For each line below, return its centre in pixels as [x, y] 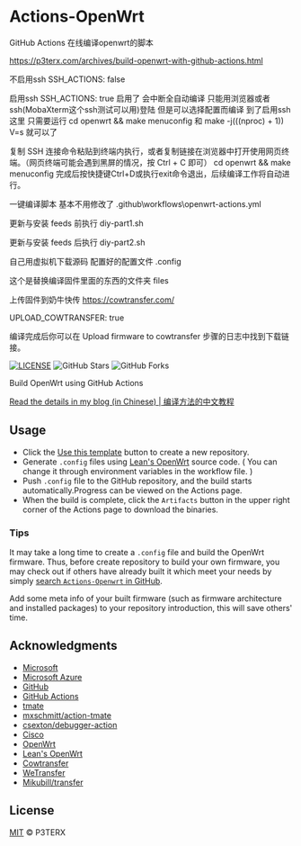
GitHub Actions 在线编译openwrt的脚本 [82, 42]
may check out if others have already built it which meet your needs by [141, 571]
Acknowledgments [64, 646]
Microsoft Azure [52, 677]
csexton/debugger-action [70, 724]
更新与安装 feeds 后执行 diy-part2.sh [77, 242]
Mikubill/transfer [53, 782]
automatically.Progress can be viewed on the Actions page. [132, 490]
